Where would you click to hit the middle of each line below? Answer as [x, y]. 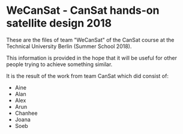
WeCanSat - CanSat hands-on [83, 11]
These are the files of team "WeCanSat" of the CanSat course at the [90, 40]
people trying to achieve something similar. [59, 64]
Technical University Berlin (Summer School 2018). [69, 46]
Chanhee [26, 113]
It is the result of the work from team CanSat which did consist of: [88, 76]
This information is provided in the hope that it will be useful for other [91, 58]
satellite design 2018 [59, 23]
